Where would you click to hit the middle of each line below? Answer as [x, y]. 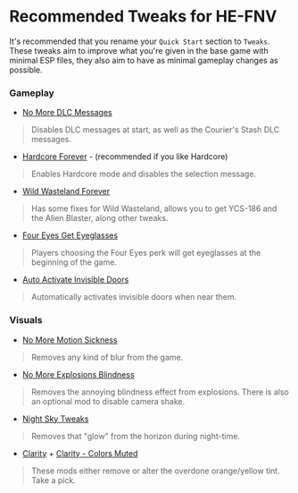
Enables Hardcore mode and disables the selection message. [144, 174]
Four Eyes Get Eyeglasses [70, 235]
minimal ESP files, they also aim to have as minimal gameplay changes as [144, 60]
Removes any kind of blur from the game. [107, 357]
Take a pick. [53, 480]
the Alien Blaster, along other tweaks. [99, 218]
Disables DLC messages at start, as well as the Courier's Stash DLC [155, 130]
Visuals [26, 320]
